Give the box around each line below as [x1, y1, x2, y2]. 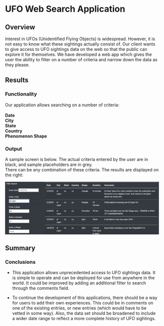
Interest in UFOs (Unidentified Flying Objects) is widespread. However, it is [5, 36, 155, 42]
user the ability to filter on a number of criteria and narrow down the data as [5, 57, 158, 62]
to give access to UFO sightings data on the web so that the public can [5, 47, 147, 52]
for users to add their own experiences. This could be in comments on [12, 300, 154, 306]
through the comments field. [12, 285, 69, 291]
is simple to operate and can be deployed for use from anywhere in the [12, 275, 155, 281]
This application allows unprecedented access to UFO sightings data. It [12, 270, 156, 276]
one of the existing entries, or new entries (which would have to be [12, 305, 147, 311]
